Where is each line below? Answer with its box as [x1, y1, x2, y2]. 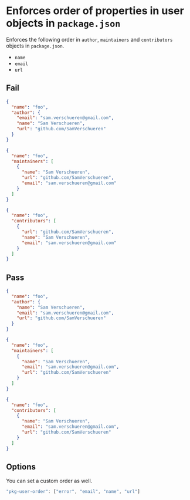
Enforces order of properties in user [6, 4, 185, 18]
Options [6, 462, 36, 472]
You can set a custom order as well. [6, 477, 93, 485]
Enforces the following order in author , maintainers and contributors [6, 36, 173, 43]
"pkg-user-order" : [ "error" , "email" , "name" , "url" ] [6, 489, 141, 495]
